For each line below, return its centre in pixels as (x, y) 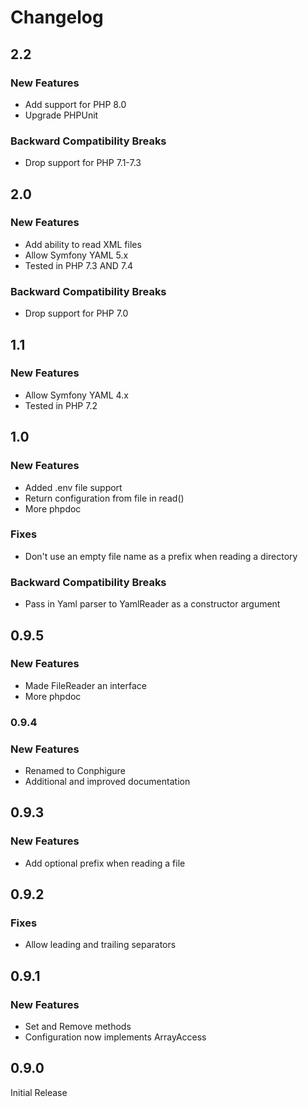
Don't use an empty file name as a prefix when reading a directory (161, 556)
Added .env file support (73, 487)
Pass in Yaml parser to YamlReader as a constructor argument (152, 604)
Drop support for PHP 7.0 (76, 313)
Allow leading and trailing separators (100, 945)
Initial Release (39, 1092)
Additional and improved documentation (107, 782)
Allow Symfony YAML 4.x (76, 395)
